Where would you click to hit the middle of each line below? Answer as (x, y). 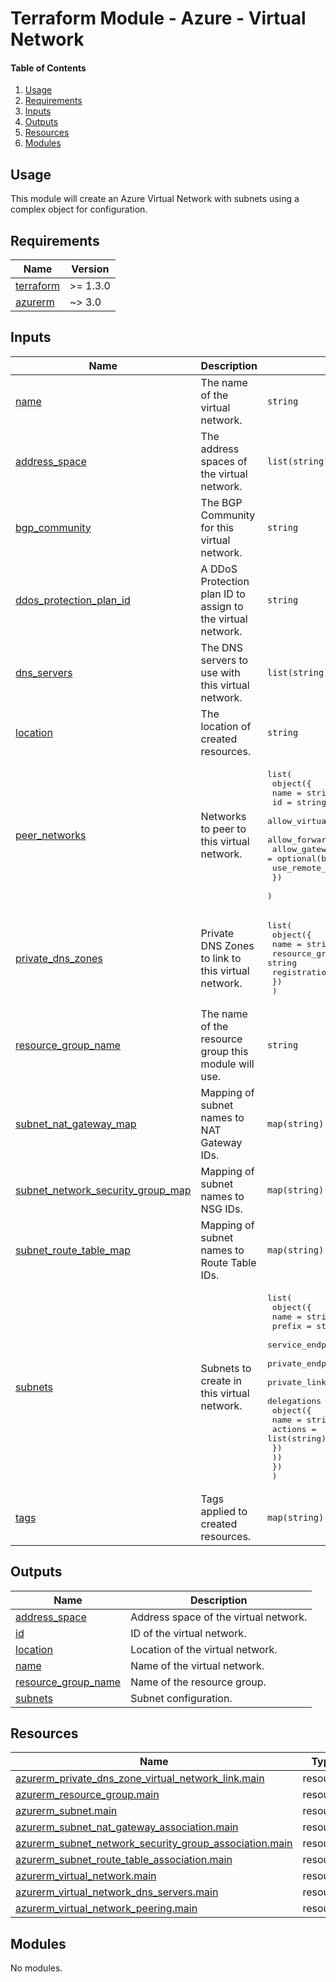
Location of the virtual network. (204, 1649)
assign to (222, 606)
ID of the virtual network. (188, 1633)
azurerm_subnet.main (66, 1811)
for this (217, 527)
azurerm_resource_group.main (87, 1795)
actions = (294, 1428)
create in (221, 1380)
